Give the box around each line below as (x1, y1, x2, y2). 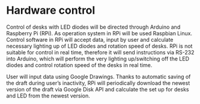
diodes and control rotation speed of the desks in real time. (6, 61, 153, 69)
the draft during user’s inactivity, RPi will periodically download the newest (6, 79, 190, 87)
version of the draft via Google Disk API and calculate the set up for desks (6, 85, 189, 93)
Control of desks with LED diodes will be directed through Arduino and (6, 23, 181, 30)
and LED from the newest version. (6, 92, 90, 99)
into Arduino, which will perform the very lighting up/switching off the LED (6, 55, 189, 62)
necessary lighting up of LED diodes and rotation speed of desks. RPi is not (6, 42, 193, 50)
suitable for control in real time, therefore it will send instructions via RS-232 (6, 48, 195, 56)
